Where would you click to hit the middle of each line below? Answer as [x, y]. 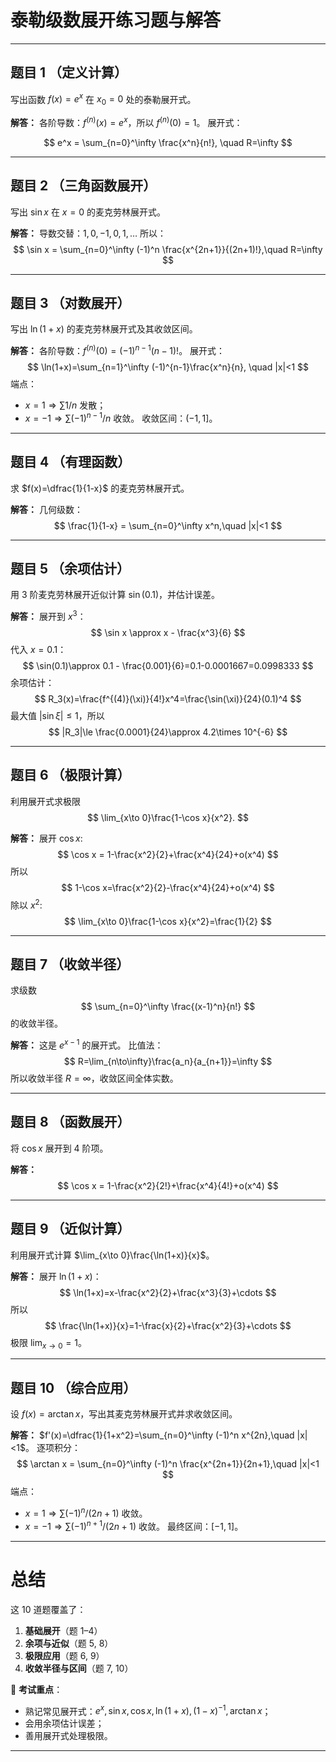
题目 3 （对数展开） [70, 303]
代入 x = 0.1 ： [38, 650]
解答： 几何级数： [46, 509]
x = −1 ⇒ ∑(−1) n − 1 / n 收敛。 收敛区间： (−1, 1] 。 [121, 417]
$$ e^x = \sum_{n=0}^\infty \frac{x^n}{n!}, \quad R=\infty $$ [168, 142]
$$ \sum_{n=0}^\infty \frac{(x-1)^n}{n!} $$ [168, 1007]
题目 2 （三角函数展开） [83, 186]
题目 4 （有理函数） [71, 462]
